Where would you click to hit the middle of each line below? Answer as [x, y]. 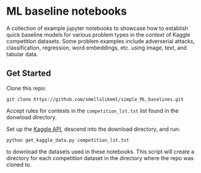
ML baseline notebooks [67, 11]
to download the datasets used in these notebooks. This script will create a [100, 152]
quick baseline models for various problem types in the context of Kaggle [98, 34]
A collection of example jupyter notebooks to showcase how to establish [97, 28]
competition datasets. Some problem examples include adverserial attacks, [100, 41]
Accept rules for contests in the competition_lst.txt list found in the [93, 111]
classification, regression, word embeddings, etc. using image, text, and [97, 48]
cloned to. [19, 164]
